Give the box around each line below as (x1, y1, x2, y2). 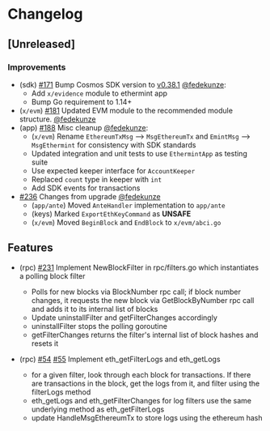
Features (7, 241, 53, 255)
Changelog (7, 5, 83, 23)
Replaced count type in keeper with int (31, 174, 162, 184)
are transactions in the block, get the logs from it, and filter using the (31, 378, 260, 388)
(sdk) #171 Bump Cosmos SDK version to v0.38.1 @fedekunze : (19, 79, 227, 89)
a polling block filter (19, 271, 86, 280)
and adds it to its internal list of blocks (31, 304, 158, 314)
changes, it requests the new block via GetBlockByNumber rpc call (31, 295, 255, 305)
